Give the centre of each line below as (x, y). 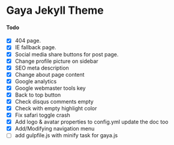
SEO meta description (42, 68)
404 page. (28, 41)
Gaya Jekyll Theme (55, 10)
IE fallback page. (36, 47)
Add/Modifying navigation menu (55, 129)
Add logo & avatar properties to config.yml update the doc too (91, 122)
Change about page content (50, 74)
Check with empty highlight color (56, 108)
